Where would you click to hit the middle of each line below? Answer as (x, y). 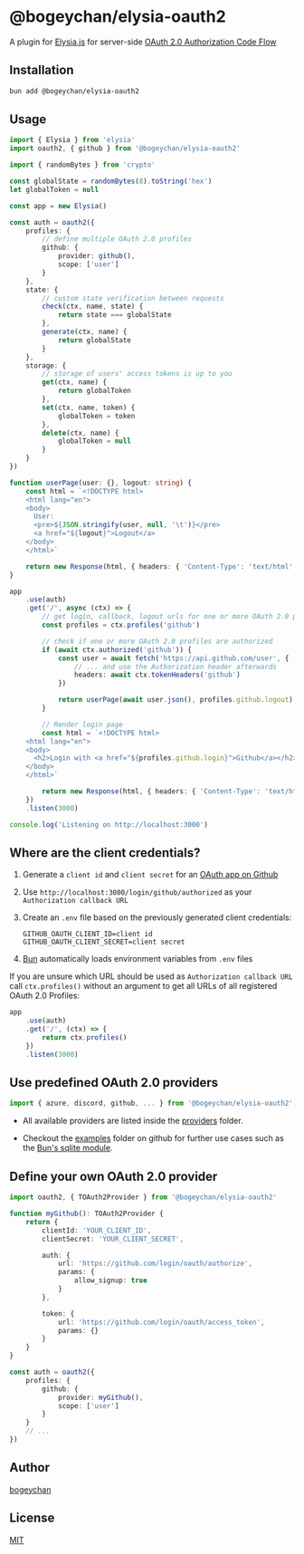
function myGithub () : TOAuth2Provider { (87, 1213)
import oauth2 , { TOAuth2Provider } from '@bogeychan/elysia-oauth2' (143, 1197)
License (32, 1518)
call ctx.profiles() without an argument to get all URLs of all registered (143, 986)
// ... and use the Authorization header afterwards (176, 667)
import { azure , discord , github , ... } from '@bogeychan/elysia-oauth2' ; (153, 1103)
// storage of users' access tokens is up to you (137, 374)
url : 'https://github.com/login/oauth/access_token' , (161, 1322)
